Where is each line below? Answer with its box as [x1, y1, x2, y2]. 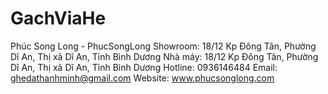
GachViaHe [10, 7, 107, 30]
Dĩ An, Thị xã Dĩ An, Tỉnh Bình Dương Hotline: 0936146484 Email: [10, 61, 278, 73]
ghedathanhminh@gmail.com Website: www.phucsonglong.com [10, 72, 275, 84]
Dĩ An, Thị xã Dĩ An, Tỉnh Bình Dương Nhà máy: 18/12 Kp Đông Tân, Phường [10, 50, 319, 62]
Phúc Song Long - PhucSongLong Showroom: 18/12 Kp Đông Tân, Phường [10, 40, 317, 52]
